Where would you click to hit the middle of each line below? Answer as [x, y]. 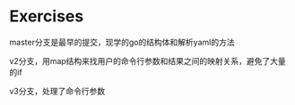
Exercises [47, 16]
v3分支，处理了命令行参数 [57, 91]
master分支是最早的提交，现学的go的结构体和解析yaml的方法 [122, 42]
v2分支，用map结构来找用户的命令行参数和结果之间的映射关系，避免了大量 [148, 61]
